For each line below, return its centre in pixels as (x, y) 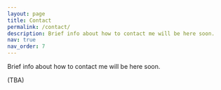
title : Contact (29, 20)
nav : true (22, 40)
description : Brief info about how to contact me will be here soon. (111, 33)
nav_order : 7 (26, 46)
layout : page (26, 14)
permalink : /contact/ (39, 27)
